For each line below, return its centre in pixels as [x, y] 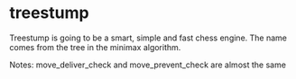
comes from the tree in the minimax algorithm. [95, 47]
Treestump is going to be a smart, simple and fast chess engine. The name [148, 38]
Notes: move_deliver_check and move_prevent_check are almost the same [148, 65]
